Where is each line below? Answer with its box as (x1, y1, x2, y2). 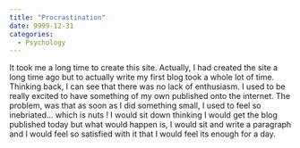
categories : (9, 29, 54, 38)
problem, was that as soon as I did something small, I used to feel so (9, 100, 261, 111)
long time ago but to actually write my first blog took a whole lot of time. (9, 72, 275, 83)
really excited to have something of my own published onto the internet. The (9, 91, 291, 102)
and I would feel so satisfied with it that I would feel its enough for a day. (9, 128, 276, 139)
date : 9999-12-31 (9, 21, 74, 30)
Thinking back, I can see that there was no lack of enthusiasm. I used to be (9, 81, 287, 92)
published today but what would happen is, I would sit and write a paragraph (9, 119, 292, 130)
